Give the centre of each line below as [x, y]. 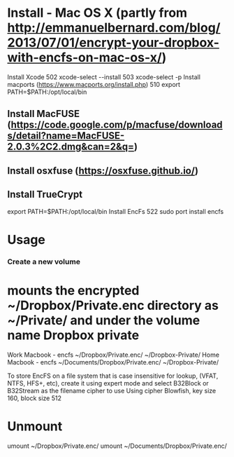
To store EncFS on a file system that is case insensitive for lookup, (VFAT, [113, 376]
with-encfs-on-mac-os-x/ [85, 58]
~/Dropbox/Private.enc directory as [113, 305]
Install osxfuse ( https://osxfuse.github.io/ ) [103, 171]
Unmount [35, 426]
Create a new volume [44, 261]
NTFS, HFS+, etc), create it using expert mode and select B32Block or [108, 383]
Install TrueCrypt [45, 195]
